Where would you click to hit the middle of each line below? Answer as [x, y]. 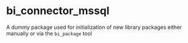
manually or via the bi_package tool [49, 33]
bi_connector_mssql [58, 11]
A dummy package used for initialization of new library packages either [94, 27]
